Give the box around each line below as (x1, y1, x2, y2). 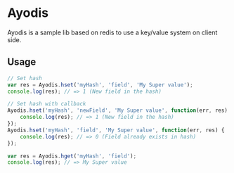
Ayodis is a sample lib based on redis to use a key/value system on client (7, 28, 218, 37)
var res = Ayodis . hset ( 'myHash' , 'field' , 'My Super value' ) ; (7, 81, 193, 89)
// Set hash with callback (7, 101, 86, 108)
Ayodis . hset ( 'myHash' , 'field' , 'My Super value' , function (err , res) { (7, 127, 225, 134)
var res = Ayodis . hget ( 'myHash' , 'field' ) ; (7, 153, 137, 160)
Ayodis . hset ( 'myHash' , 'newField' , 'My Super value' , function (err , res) (7, 107, 228, 114)
